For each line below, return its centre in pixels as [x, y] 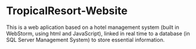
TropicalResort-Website [67, 11]
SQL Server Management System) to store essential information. [85, 40]
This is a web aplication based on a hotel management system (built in [93, 27]
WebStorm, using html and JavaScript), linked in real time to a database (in [98, 33]
